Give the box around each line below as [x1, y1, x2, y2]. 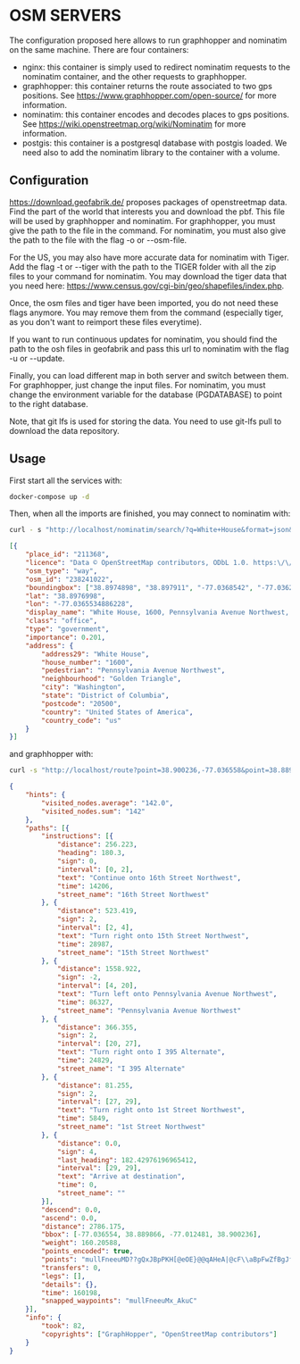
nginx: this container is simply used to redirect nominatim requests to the [21, 62, 291, 72]
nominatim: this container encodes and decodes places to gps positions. [21, 109, 290, 120]
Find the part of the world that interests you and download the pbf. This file [9, 206, 286, 217]
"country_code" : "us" [41, 716, 122, 725]
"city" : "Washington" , [41, 683, 126, 692]
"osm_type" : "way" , [25, 566, 98, 576]
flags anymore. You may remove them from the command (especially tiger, [9, 307, 284, 318]
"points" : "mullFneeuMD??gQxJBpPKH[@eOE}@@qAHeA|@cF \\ [41, 1255, 250, 1264]
